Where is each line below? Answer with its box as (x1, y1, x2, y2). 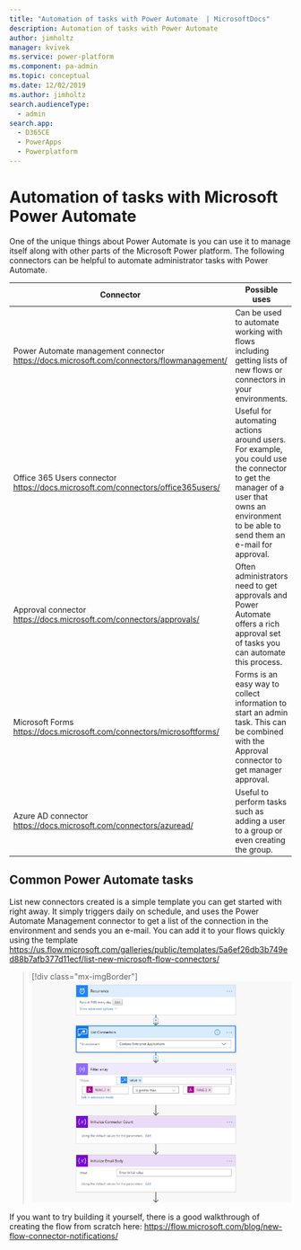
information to (235, 697, 287, 709)
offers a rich (235, 618, 280, 629)
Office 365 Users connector (13, 472, 117, 483)
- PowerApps (17, 137, 63, 147)
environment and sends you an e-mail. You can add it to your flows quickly (9, 925, 285, 935)
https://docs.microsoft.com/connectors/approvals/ (13, 614, 200, 625)
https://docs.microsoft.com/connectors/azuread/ (13, 820, 194, 831)
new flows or (235, 364, 283, 375)
